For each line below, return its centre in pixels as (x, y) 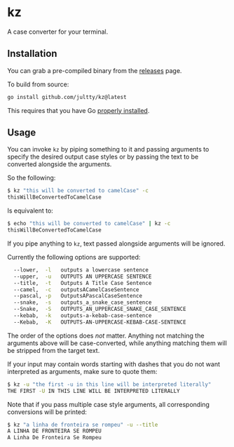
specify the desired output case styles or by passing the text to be (103, 157)
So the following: (32, 178)
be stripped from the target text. (54, 350)
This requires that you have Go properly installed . (78, 110)
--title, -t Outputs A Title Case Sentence (83, 283)
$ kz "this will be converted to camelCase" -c (78, 191)
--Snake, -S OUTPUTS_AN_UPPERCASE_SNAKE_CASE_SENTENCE (100, 309)
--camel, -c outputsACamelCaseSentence (76, 289)
